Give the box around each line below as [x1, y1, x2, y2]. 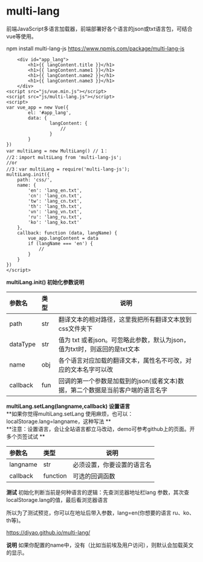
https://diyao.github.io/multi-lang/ [6, 529, 91, 536]
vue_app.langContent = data [28, 235, 98, 241]
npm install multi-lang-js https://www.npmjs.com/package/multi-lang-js [6, 44, 185, 52]
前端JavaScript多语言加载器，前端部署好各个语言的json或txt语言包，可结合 [6, 25, 193, 32]
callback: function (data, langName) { [17, 229, 118, 236]
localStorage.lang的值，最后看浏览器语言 [6, 496, 109, 503]
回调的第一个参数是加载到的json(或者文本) [58, 376, 178, 385]
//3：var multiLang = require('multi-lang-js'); [6, 166, 130, 172]
